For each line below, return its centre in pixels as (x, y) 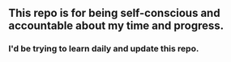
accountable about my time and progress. (116, 26)
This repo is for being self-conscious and (114, 13)
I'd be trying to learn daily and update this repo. (104, 49)
